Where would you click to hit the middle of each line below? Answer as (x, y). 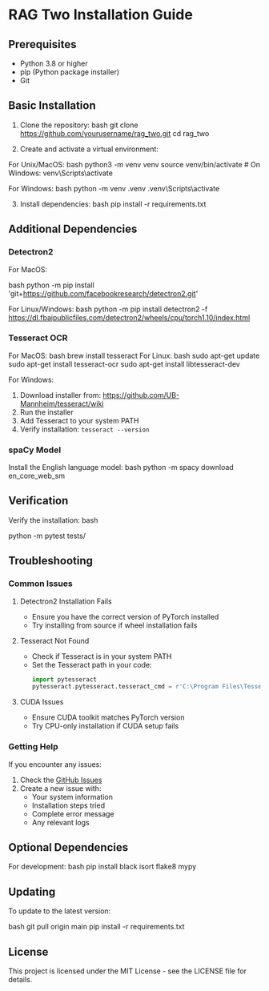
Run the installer (47, 412)
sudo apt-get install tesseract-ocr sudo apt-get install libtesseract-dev (124, 364)
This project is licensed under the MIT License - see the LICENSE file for (127, 971)
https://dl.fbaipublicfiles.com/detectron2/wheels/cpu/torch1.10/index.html (129, 317)
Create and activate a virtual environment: (89, 149)
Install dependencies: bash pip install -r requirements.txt (113, 204)
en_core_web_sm (37, 476)
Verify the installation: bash (53, 520)
